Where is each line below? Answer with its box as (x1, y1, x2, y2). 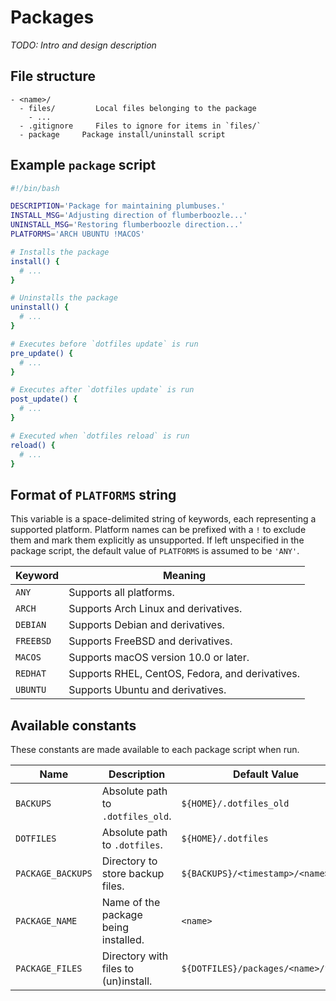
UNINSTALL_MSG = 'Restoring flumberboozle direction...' (10, 220, 244, 230)
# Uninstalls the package (10, 293, 118, 303)
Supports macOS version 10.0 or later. (68, 651, 250, 665)
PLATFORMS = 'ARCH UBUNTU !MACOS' (10, 229, 145, 240)
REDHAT (15, 668, 47, 680)
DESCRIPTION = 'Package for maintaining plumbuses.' (10, 201, 226, 211)
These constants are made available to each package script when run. (10, 744, 300, 756)
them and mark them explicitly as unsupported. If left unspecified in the (10, 534, 305, 546)
